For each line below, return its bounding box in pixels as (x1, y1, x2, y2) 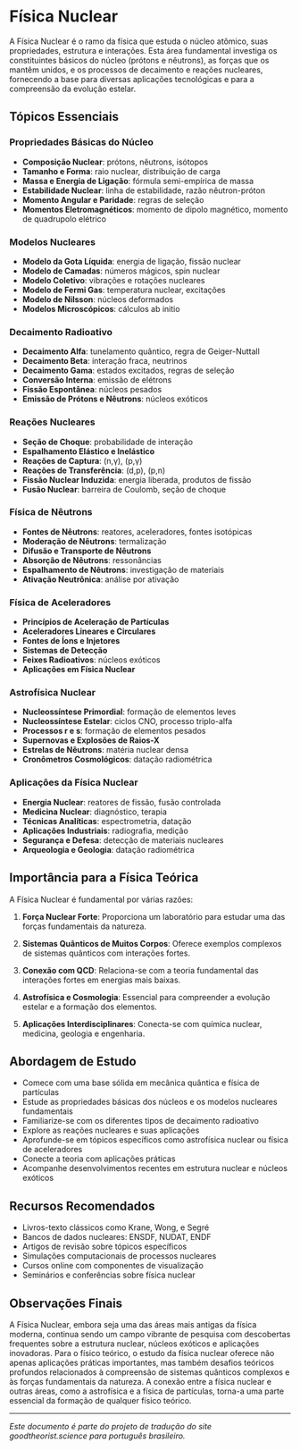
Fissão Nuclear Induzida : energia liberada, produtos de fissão (21, 474, 252, 485)
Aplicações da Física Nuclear (9, 776, 138, 788)
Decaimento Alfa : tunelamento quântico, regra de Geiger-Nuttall (21, 346, 261, 357)
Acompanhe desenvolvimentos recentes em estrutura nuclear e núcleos (21, 1163, 288, 1174)
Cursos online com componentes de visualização (21, 1260, 204, 1271)
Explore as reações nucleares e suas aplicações (21, 1125, 200, 1136)
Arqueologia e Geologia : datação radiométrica (21, 844, 195, 855)
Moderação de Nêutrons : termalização (21, 535, 167, 546)
